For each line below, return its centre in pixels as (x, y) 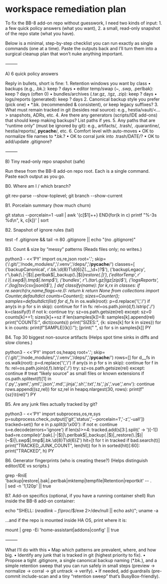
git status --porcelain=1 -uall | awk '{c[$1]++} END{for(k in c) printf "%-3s (81, 215)
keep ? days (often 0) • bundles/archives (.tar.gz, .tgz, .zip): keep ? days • (81, 94)
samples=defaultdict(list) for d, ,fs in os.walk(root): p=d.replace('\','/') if (78, 301)
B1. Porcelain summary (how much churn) (48, 205)
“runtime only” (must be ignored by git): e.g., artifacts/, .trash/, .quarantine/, (83, 125)
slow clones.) (19, 343)
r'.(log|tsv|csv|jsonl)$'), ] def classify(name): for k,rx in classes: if (73, 285)
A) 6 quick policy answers (32, 74)
